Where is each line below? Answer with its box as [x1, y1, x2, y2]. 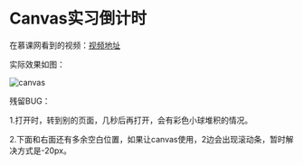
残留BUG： [9, 96, 52, 106]
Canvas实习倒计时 [9, 8, 147, 29]
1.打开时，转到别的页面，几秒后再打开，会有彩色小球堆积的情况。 [9, 115, 253, 125]
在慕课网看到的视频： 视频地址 [9, 40, 120, 50]
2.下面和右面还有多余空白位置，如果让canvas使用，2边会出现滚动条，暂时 [9, 133, 287, 144]
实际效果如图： [9, 59, 65, 69]
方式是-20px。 [16, 145, 72, 156]
